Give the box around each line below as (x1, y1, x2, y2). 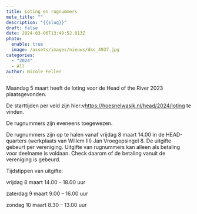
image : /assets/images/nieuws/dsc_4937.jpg (11, 47, 119, 53)
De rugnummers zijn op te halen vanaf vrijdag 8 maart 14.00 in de (6, 131, 165, 138)
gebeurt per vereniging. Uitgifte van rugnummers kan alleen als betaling (6, 144, 181, 151)
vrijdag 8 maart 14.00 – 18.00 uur (6, 179, 86, 186)
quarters (6, 137, 27, 144)
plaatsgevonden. (6, 91, 47, 98)
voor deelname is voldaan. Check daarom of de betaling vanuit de (6, 150, 166, 157)
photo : (6, 36, 22, 42)
